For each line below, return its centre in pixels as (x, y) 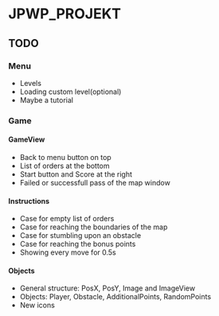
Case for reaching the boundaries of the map (94, 227)
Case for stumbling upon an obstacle (80, 236)
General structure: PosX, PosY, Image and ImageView (108, 288)
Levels (31, 83)
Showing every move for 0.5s (68, 252)
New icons (37, 305)
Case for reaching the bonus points (78, 244)
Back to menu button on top (65, 157)
